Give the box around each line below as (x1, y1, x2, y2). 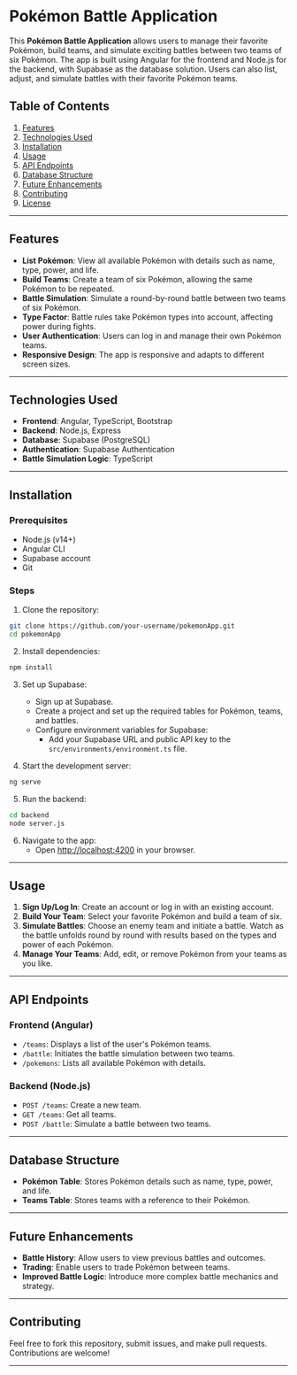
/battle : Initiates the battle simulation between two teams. (21, 1048, 236, 1059)
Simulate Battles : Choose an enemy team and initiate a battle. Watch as (21, 921, 285, 931)
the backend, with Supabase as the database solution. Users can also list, (9, 64, 278, 74)
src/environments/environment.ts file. (48, 743, 187, 753)
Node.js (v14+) (21, 534, 77, 545)
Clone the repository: (21, 605, 100, 615)
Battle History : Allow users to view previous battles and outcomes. (21, 1253, 266, 1263)
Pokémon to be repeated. (21, 283, 115, 294)
